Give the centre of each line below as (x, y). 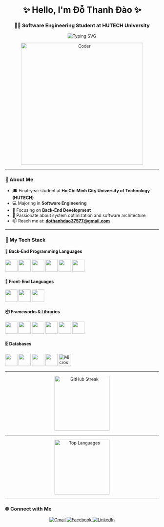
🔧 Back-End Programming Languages (44, 251)
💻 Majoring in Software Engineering (49, 203)
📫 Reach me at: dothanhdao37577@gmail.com (61, 221)
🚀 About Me (19, 180)
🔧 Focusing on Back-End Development (51, 210)
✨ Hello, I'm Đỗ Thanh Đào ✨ (82, 10)
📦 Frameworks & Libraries (32, 311)
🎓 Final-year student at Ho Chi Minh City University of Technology (81, 190)
